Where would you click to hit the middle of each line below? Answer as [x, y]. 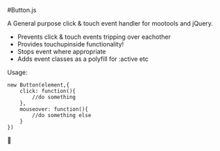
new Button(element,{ [39, 85]
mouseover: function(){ [54, 109]
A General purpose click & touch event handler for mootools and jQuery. [110, 23]
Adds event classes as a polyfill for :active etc [83, 59]
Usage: [17, 72]
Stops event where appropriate [61, 52]
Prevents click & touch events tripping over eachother [94, 37]
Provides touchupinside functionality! [70, 44]
